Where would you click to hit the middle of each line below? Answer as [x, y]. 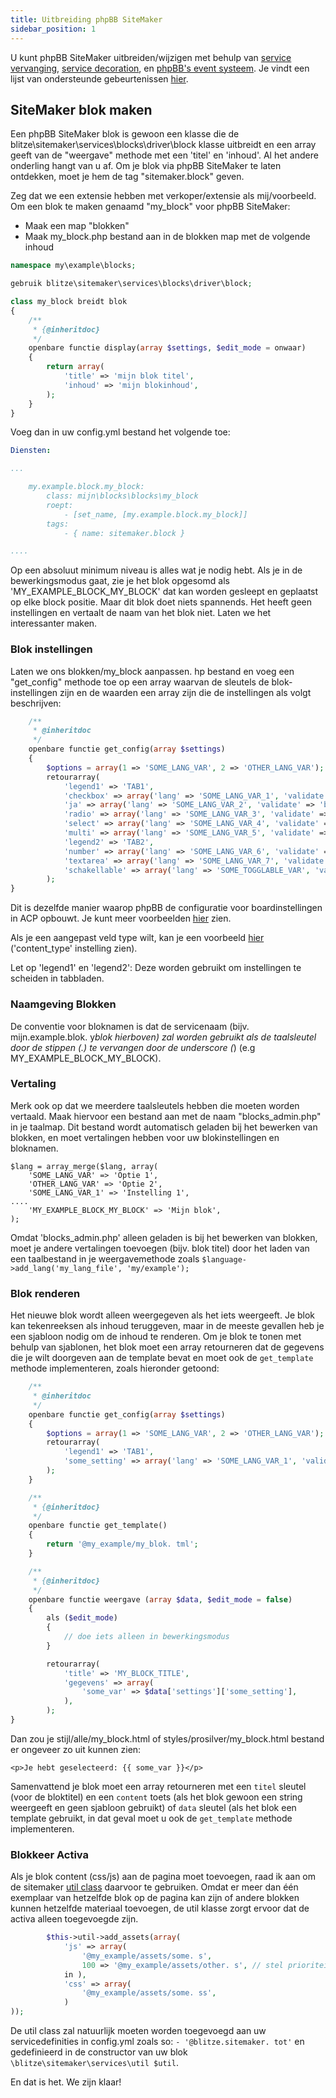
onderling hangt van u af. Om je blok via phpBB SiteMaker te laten [146, 166]
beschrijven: [36, 703]
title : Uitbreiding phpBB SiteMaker [86, 19]
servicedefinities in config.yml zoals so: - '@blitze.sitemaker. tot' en [157, 2042]
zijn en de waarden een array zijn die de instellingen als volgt [185, 692]
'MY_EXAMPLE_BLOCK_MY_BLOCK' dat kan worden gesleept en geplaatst [164, 592]
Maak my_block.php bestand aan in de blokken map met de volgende [167, 237]
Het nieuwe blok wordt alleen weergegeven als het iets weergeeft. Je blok [163, 1315]
